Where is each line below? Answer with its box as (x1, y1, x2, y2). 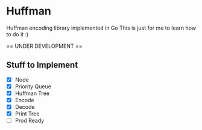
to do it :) (6, 30, 29, 37)
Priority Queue (14, 83, 51, 90)
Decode (14, 103, 35, 110)
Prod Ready (14, 117, 45, 125)
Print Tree (14, 110, 40, 117)
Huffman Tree (14, 89, 50, 97)
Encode (14, 96, 34, 103)
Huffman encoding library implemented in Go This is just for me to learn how (6, 24, 197, 31)
